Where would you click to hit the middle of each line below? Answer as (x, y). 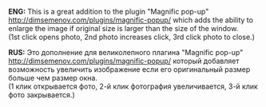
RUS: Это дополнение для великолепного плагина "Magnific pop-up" (126, 52)
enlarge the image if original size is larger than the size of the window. (123, 28)
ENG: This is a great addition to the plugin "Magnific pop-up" (109, 12)
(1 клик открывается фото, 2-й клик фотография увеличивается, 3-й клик (133, 86)
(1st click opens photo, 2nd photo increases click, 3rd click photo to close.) (132, 37)
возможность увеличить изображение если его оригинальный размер (129, 69)
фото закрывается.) (42, 95)
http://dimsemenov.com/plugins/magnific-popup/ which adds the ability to (131, 20)
